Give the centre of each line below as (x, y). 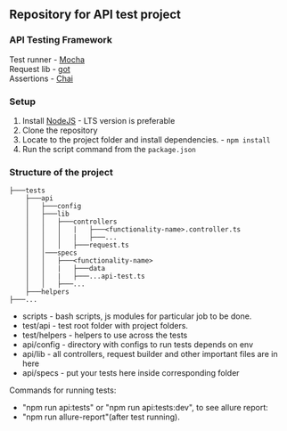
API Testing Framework (61, 40)
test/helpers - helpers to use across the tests (105, 335)
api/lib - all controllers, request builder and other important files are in (150, 354)
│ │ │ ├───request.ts (77, 245)
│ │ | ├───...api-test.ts (85, 276)
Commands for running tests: (63, 390)
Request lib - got (40, 69)
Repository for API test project (95, 15)
